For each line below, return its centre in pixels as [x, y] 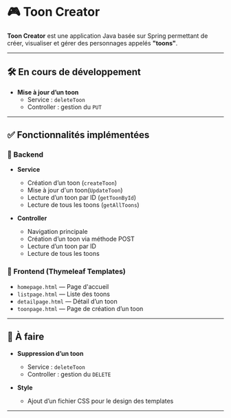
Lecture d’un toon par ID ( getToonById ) [81, 198]
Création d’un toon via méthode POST [81, 239]
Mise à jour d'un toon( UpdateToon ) [75, 190]
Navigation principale [57, 232]
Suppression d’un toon [50, 353]
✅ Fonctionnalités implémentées [78, 135]
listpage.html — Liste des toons [63, 294]
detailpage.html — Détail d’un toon [67, 301]
